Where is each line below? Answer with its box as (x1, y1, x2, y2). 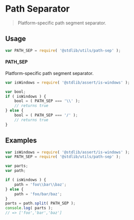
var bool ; (5, 89, 26, 94)
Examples (5, 136, 37, 145)
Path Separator (5, 3, 70, 15)
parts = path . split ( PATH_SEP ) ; (5, 201, 76, 206)
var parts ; (5, 163, 28, 169)
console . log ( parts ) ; (5, 206, 53, 211)
